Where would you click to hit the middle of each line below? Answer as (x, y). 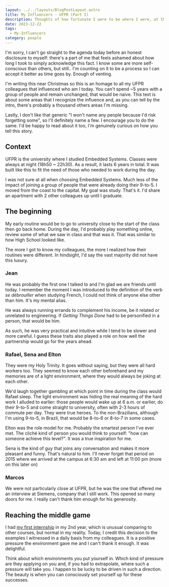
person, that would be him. (33, 321)
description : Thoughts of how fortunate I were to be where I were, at (82, 19)
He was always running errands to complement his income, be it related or (82, 310)
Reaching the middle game (48, 515)
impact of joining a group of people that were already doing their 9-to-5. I (81, 185)
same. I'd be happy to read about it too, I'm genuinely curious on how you (81, 125)
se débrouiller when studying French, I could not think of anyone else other (83, 295)
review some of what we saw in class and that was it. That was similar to (80, 234)
